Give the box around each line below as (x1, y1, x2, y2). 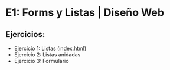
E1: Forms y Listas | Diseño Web (5, 6, 165, 19)
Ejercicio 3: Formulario (14, 58, 69, 64)
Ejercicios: (5, 29, 45, 39)
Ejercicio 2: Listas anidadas (14, 51, 81, 58)
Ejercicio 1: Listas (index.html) (14, 45, 87, 52)
